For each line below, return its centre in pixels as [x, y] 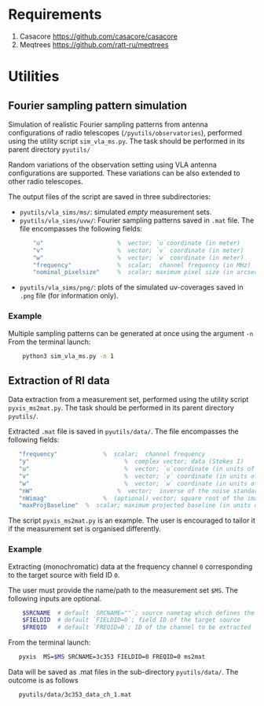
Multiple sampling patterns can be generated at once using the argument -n [131, 333]
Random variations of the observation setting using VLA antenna [113, 164]
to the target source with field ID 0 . [64, 575]
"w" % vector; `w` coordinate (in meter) [138, 257]
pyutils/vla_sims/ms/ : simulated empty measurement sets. [115, 212]
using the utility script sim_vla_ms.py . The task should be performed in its [126, 141]
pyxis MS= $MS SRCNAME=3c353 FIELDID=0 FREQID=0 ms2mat [112, 657]
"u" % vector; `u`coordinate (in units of [137, 469]
